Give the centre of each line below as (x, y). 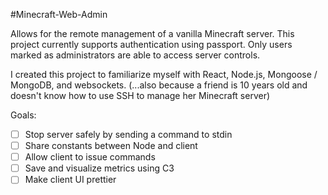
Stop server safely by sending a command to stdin (128, 134)
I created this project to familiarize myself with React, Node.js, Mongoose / (164, 74)
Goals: (23, 115)
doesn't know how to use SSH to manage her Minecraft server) (140, 95)
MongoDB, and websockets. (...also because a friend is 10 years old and (159, 85)
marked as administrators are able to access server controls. (135, 55)
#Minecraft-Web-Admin (59, 14)
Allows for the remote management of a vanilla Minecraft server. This (152, 33)
